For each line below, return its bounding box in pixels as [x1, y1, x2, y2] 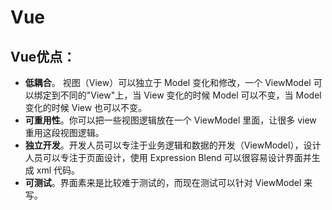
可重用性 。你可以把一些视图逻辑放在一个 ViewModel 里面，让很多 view [24, 114, 317, 126]
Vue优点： [10, 48, 77, 65]
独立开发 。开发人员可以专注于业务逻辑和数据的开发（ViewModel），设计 [24, 139, 322, 151]
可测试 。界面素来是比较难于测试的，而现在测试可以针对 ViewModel [24, 177, 302, 188]
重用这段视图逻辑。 [24, 127, 105, 138]
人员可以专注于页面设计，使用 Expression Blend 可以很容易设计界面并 [24, 152, 312, 163]
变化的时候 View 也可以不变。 [24, 102, 148, 113]
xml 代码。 [36, 164, 80, 176]
